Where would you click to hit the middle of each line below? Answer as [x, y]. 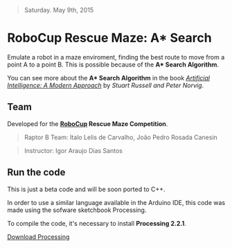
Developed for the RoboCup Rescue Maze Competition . [88, 123]
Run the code [36, 172]
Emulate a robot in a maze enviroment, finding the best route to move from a [116, 57]
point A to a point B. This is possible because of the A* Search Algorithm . [113, 64]
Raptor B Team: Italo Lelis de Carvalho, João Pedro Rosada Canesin [121, 137]
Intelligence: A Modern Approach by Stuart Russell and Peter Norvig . [106, 85]
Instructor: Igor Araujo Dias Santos [73, 150]
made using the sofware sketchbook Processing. [77, 210]
